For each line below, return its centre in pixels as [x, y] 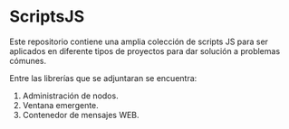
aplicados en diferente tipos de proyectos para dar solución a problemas [145, 51]
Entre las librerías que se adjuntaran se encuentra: [103, 78]
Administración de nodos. [71, 96]
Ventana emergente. [61, 105]
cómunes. [28, 60]
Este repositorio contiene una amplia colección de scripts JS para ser [139, 41]
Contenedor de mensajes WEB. [81, 115]
